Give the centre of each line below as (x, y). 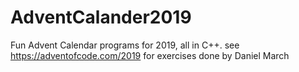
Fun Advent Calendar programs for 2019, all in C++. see (125, 45)
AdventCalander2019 (101, 17)
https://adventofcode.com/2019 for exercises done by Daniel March (150, 55)
